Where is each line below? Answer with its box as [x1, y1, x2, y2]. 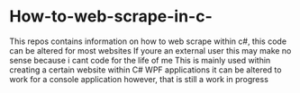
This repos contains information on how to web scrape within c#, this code [9, 36, 286, 46]
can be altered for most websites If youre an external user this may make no [9, 45, 292, 55]
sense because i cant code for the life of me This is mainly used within [9, 55, 271, 65]
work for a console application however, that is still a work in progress [9, 73, 268, 84]
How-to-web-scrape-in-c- [9, 6, 214, 27]
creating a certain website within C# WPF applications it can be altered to [9, 64, 282, 75]
